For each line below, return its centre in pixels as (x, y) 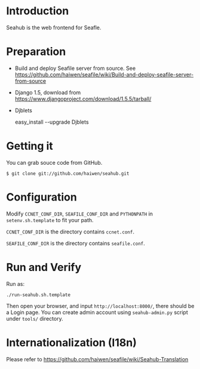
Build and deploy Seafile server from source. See (75, 68)
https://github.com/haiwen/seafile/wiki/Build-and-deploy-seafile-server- (104, 74)
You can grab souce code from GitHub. (54, 162)
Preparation (36, 52)
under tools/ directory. (35, 318)
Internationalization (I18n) (72, 342)
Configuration (42, 197)
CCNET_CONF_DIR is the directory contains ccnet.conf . (70, 232)
